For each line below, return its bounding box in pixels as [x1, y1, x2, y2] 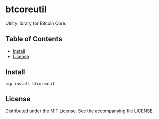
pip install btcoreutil [5, 81, 55, 86]
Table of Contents [5, 35, 63, 43]
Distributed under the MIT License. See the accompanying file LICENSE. [5, 108, 154, 114]
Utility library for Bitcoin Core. [5, 20, 67, 26]
